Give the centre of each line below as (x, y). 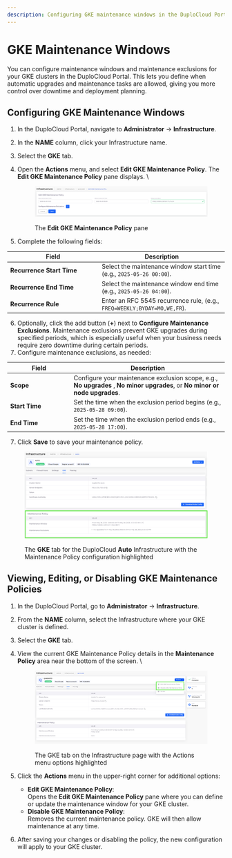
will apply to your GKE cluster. (60, 846)
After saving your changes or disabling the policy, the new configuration (120, 839)
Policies (25, 589)
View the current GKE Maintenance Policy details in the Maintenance (115, 653)
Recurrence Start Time (43, 270)
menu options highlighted (70, 762)
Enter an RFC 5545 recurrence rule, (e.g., (161, 300)
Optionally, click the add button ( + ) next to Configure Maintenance (113, 323)
